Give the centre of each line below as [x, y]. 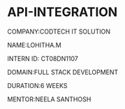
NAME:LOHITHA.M [34, 45]
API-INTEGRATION [62, 12]
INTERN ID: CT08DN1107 [43, 58]
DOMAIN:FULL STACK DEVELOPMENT [63, 72]
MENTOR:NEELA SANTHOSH [49, 99]
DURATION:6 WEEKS [37, 85]
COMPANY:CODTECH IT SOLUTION [59, 31]
